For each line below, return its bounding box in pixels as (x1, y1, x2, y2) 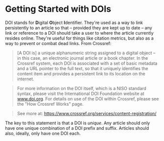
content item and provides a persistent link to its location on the (17, 70, 145, 76)
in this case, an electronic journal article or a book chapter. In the (17, 55, 148, 61)
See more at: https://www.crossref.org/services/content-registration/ (17, 110, 157, 116)
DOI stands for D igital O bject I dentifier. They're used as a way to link (5, 20, 143, 25)
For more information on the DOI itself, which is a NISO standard (17, 85, 147, 91)
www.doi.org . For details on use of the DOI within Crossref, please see (17, 95, 159, 101)
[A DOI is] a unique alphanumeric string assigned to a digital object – (17, 50, 156, 56)
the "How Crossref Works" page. (17, 101, 84, 107)
